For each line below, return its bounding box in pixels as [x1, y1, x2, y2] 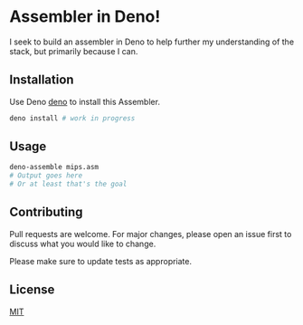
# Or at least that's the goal [9, 179, 128, 189]
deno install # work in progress [9, 113, 136, 123]
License [9, 282, 55, 298]
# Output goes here [9, 171, 83, 180]
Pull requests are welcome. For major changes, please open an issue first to [9, 228, 292, 239]
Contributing [9, 205, 83, 220]
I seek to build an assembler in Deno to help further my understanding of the [9, 36, 295, 47]
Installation [9, 72, 74, 88]
